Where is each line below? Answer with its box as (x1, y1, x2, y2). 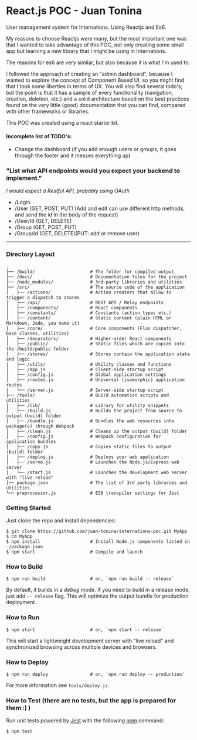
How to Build (6, 562, 43, 571)
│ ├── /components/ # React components (6, 305, 138, 311)
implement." (6, 174, 42, 182)
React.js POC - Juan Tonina (6, 4, 142, 18)
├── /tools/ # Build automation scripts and (6, 392, 169, 398)
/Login (14, 199, 30, 206)
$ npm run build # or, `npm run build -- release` (6, 576, 175, 582)
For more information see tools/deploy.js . (6, 681, 110, 689)
